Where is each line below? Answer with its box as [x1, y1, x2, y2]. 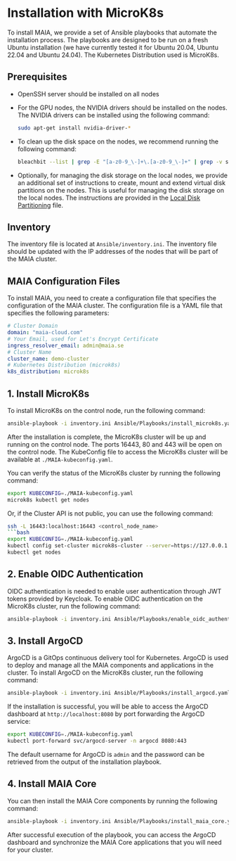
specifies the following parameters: [7, 309, 110, 317]
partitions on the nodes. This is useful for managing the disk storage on [17, 186, 225, 194]
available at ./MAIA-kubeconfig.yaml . [7, 455, 113, 464]
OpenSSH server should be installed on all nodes [17, 89, 159, 98]
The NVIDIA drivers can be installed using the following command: [17, 110, 210, 119]
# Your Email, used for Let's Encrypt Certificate [7, 336, 159, 343]
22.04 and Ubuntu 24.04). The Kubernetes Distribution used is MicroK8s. [7, 51, 219, 59]
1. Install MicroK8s [7, 388, 90, 400]
